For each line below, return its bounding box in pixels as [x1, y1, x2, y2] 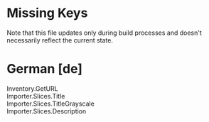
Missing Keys [6, 5, 88, 21]
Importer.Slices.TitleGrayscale [6, 99, 95, 108]
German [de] [6, 61, 83, 77]
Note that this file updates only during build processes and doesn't [6, 28, 202, 37]
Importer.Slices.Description [6, 106, 87, 115]
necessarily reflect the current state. [6, 35, 113, 44]
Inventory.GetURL [6, 84, 58, 93]
